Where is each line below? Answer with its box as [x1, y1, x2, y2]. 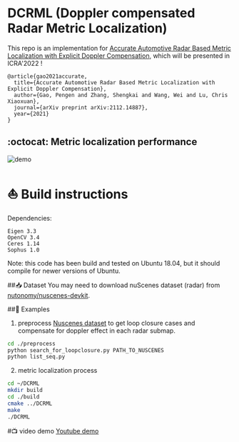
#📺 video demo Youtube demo [7, 426, 99, 435]
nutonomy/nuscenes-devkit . [7, 291, 91, 299]
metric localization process [17, 366, 98, 375]
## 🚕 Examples [7, 305, 50, 313]
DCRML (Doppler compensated [7, 5, 195, 21]
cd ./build [7, 393, 40, 401]
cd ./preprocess [7, 340, 56, 347]
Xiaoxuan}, [7, 98, 40, 105]
